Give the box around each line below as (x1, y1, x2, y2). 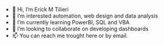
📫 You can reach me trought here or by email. (12, 32, 128, 39)
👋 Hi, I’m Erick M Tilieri (12, 6, 69, 13)
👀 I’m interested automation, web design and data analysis (12, 12, 159, 19)
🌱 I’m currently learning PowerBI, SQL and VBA (12, 19, 130, 26)
